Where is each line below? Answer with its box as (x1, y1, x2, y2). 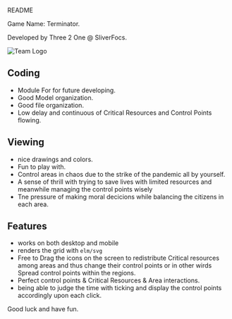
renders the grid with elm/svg (17, 246, 103, 255)
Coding (7, 67, 40, 80)
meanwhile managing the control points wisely (17, 184, 153, 193)
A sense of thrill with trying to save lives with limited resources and (17, 177, 212, 186)
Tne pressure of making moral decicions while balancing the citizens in (17, 192, 224, 201)
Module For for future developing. (17, 86, 116, 94)
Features (7, 220, 47, 232)
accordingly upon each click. (17, 292, 102, 300)
